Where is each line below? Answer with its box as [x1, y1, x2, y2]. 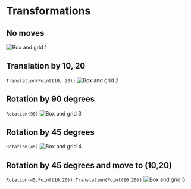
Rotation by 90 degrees [6, 94, 95, 104]
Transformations [6, 4, 91, 18]
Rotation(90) [6, 111, 39, 117]
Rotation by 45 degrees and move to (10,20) [6, 160, 173, 171]
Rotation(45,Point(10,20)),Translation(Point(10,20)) [6, 177, 143, 183]
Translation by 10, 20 [6, 61, 86, 71]
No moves [6, 28, 45, 38]
